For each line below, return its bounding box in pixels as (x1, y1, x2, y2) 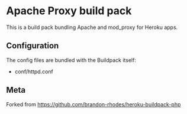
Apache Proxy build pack (6, 4, 132, 18)
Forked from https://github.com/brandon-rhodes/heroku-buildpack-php (6, 100, 181, 108)
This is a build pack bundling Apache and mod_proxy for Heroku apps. (6, 24, 178, 31)
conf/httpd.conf (14, 68, 53, 75)
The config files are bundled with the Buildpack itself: (6, 56, 136, 63)
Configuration (6, 41, 59, 51)
